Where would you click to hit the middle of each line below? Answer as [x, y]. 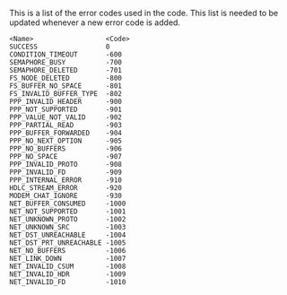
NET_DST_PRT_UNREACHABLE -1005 [68, 243]
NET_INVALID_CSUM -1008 [68, 266]
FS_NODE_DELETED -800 [66, 78]
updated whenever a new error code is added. [95, 22]
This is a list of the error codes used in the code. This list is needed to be [144, 13]
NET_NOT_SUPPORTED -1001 [68, 212]
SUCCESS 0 [60, 47]
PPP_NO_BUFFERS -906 [66, 149]
